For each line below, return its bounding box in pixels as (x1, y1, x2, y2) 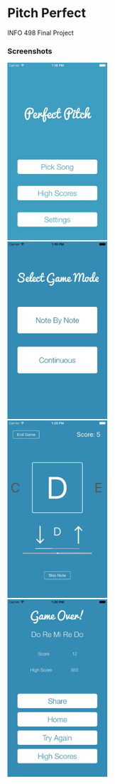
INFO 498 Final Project (7, 28, 75, 37)
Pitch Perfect (7, 5, 87, 21)
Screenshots (7, 46, 53, 56)
